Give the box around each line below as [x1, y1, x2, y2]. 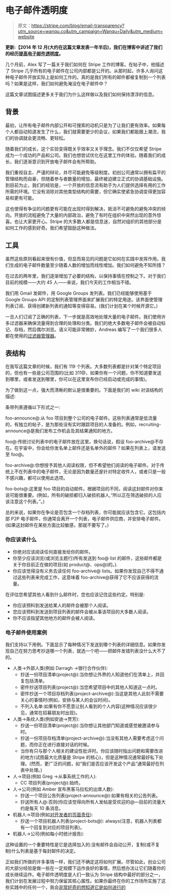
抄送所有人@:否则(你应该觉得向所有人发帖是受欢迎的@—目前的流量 [20, 799, 161, 805]
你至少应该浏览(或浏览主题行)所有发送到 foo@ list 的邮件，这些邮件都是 [12, 555, 162, 561]
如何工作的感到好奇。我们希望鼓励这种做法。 [5, 225, 99, 231]
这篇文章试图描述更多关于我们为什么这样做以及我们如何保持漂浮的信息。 [5, 91, 157, 97]
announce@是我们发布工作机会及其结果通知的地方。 [5, 428, 116, 434]
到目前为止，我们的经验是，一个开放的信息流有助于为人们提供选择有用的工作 [5, 182, 166, 188]
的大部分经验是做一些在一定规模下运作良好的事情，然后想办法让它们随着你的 [5, 865, 166, 871]
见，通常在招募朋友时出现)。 [20, 709, 80, 716]
